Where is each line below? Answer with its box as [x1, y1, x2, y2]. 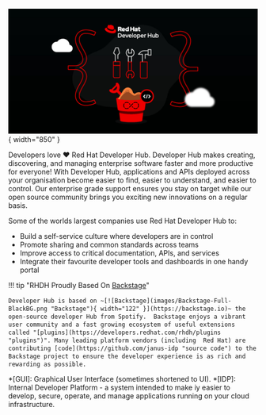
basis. [8, 201, 28, 210]
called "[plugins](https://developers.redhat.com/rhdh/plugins [8, 329, 222, 336]
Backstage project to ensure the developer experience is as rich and [8, 352, 246, 360]
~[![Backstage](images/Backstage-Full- [100, 297, 232, 305]
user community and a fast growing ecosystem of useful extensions [8, 321, 236, 329]
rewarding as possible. [8, 360, 87, 368]
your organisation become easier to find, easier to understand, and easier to [8, 175, 256, 185]
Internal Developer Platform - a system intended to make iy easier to [8, 382, 231, 392]
